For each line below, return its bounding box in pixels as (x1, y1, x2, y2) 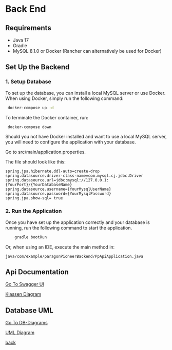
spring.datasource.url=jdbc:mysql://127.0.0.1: (5, 178, 109, 183)
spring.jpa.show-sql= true (5, 196, 63, 201)
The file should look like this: (5, 159, 66, 165)
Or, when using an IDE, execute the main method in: (5, 244, 115, 250)
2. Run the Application (5, 208, 62, 215)
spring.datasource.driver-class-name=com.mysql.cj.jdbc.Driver (5, 173, 144, 178)
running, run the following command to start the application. (5, 224, 132, 231)
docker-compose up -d (7, 105, 54, 110)
